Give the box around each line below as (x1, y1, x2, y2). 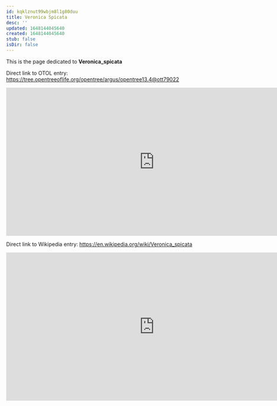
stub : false (6, 36, 36, 42)
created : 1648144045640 (6, 31, 65, 37)
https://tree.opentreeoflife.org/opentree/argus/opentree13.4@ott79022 (6, 75, 179, 83)
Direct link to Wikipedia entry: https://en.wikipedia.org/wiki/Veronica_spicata (6, 241, 192, 248)
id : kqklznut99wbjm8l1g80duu (6, 8, 78, 15)
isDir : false (6, 42, 38, 48)
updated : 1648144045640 (6, 25, 65, 31)
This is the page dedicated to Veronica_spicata (6, 57, 123, 65)
